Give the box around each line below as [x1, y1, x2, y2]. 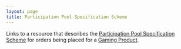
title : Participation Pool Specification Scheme [6, 14, 128, 20]
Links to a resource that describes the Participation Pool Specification [6, 30, 175, 37]
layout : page [6, 8, 38, 15]
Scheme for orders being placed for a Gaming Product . [6, 36, 139, 43]
